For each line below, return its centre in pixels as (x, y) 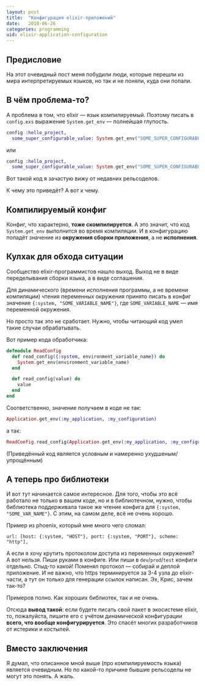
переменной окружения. (39, 309)
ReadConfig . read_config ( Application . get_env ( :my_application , (87, 442)
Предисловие (34, 60)
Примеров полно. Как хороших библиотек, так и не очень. (83, 598)
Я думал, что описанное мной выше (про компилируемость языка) (94, 663)
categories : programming (38, 29)
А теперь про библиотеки (58, 479)
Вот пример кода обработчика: (47, 339)
